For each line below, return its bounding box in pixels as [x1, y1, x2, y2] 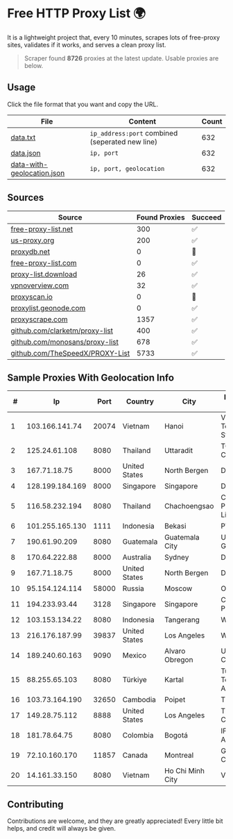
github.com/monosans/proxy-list [10, 337, 119, 347]
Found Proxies [136, 213, 185, 222]
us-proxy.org [10, 235, 55, 245]
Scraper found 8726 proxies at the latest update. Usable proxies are [24, 53, 219, 63]
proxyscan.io [10, 292, 53, 301]
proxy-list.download [10, 269, 78, 279]
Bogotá [164, 731, 189, 740]
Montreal [164, 751, 194, 761]
